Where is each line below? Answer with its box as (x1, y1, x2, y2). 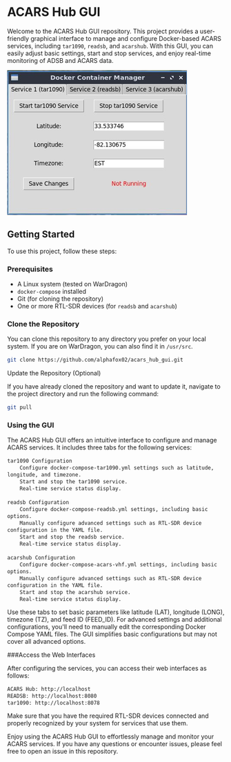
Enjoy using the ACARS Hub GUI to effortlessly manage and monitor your (7, 732, 214, 741)
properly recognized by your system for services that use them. (7, 719, 188, 727)
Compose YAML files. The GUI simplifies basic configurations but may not (7, 630, 217, 638)
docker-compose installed (17, 288, 87, 296)
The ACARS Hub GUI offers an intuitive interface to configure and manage (7, 436, 217, 445)
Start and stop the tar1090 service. (19, 478, 128, 485)
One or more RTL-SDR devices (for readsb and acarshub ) (17, 302, 178, 310)
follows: (7, 671, 30, 680)
